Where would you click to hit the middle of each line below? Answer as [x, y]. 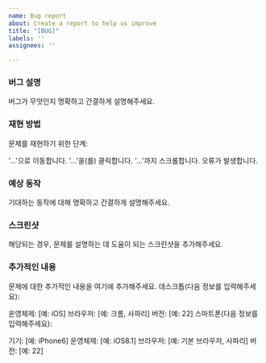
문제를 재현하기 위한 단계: [48, 143]
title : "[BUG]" [34, 31]
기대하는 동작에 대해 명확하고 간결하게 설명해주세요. [89, 203]
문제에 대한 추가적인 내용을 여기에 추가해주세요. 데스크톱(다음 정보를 [115, 286]
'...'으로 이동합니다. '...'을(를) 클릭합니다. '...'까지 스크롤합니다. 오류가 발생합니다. [133, 160]
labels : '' [27, 38]
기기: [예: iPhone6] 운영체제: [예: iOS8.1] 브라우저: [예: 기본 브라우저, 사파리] [128, 340]
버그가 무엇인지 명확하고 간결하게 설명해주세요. [82, 101]
